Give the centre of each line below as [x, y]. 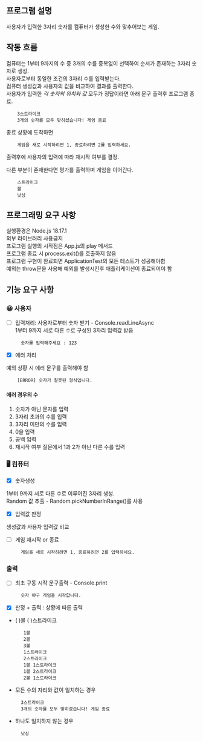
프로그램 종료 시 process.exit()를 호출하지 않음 [61, 254]
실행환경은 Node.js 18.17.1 [37, 231]
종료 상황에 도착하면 [30, 132]
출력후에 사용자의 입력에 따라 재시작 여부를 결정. [63, 157]
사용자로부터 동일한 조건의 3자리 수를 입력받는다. [63, 78]
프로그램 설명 [29, 11]
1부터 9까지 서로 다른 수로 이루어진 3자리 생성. [60, 493]
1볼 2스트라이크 [40, 672]
